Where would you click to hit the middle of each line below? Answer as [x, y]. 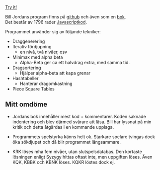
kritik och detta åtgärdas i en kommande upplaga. [63, 127]
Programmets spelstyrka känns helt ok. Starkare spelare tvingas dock [83, 137]
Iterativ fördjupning [32, 46]
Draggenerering [29, 41]
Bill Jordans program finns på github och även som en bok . [66, 17]
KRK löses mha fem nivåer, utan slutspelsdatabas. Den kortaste [77, 152]
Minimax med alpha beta [38, 57]
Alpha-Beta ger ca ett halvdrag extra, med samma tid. [75, 62]
